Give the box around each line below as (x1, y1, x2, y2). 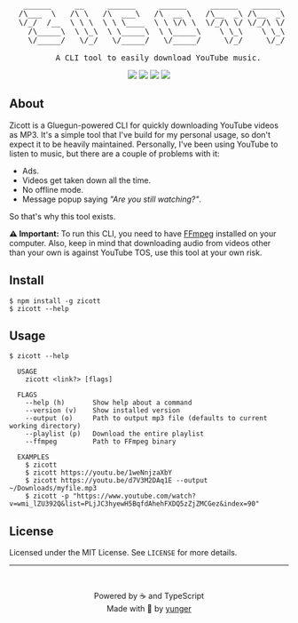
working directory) (9, 422, 82, 431)
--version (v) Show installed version (25, 406, 180, 415)
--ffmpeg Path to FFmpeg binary (25, 437, 176, 446)
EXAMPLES (17, 453, 50, 462)
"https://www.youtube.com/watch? (72, 491, 197, 501)
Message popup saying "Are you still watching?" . (21, 194, 202, 204)
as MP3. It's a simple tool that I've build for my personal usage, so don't (9, 129, 271, 140)
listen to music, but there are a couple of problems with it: (9, 148, 220, 159)
